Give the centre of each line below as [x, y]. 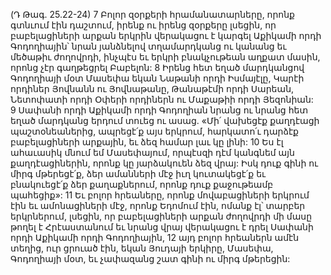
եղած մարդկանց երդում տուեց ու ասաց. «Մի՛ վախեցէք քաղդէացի [165, 120]
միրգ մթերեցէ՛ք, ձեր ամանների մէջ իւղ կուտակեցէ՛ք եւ [138, 173]
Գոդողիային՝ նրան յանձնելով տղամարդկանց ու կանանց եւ [148, 46]
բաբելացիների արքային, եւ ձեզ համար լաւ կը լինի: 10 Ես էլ [147, 142]
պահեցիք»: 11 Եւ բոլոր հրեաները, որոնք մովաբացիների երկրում [160, 195]
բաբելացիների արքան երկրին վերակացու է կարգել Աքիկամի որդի [166, 35]
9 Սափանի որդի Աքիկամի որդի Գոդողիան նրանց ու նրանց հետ [159, 110]
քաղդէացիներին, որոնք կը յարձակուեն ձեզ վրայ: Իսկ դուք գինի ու [164, 163]
